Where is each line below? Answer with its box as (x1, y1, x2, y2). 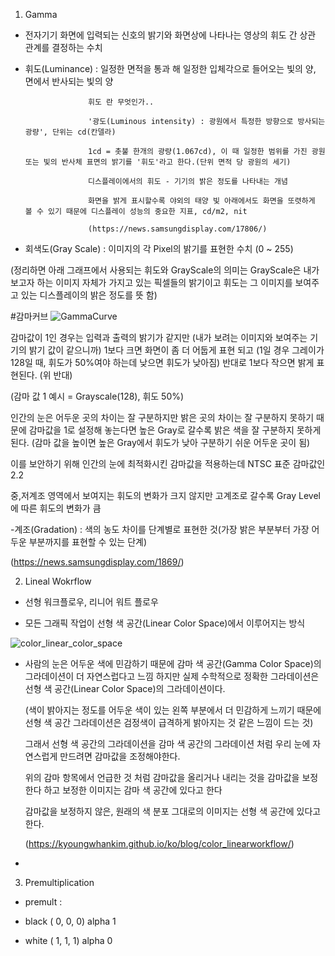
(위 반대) (39, 369, 73, 381)
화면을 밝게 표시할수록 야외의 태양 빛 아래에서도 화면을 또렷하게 (88, 196, 316, 206)
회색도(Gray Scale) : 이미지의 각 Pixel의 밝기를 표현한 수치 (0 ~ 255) (24, 243, 294, 254)
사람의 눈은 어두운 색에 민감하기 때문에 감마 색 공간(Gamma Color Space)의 (24, 658, 322, 669)
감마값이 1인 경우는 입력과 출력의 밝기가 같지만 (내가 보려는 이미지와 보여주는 (10, 332, 308, 343)
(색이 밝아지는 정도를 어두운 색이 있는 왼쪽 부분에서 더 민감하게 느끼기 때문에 (24, 704, 322, 716)
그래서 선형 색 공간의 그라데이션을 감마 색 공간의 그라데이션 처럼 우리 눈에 (24, 738, 311, 749)
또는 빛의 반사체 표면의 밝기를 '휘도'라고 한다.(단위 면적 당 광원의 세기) (24, 157, 292, 167)
